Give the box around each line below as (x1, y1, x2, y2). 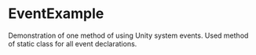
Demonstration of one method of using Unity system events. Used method (8, 31, 249, 40)
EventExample (8, 5, 104, 23)
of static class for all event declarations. (8, 38, 137, 48)
